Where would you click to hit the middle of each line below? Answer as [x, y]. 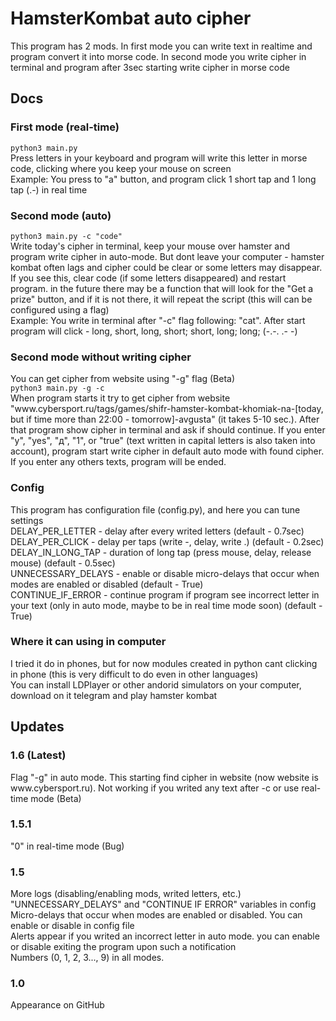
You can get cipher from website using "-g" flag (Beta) [123, 379]
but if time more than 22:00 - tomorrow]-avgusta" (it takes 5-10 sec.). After [165, 419]
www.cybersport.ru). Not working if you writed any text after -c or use [155, 788]
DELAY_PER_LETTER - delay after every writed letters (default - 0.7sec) [157, 531]
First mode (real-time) [65, 127]
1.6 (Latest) [38, 755]
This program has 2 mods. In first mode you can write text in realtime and [161, 46]
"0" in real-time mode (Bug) [67, 846]
